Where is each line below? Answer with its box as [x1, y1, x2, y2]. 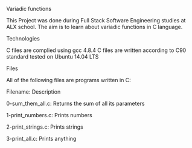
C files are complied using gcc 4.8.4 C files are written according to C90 [6, 47, 187, 54]
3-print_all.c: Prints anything [6, 135, 77, 142]
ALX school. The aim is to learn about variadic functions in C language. [6, 24, 183, 30]
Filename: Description [6, 88, 61, 95]
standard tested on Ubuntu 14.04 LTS [6, 53, 99, 60]
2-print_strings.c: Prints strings [6, 123, 83, 130]
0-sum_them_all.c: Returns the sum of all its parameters [6, 100, 145, 107]
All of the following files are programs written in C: [6, 77, 131, 83]
